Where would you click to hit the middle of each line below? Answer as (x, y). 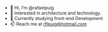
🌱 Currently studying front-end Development (57, 18)
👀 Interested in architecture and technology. (56, 13)
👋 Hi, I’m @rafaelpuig (32, 8)
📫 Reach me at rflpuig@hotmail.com (48, 24)
